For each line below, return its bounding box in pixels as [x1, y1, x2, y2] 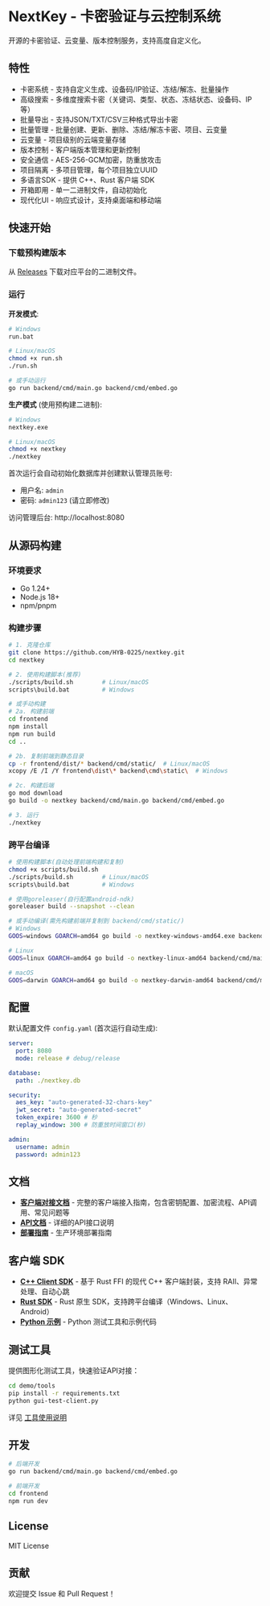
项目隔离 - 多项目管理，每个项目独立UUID [19, 164, 158, 174]
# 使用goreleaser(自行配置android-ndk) [8, 895, 135, 903]
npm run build [8, 730, 56, 738]
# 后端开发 [8, 1460, 40, 1468]
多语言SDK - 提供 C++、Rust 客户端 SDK [19, 175, 155, 185]
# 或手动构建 [8, 700, 46, 708]
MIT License [8, 1541, 50, 1550]
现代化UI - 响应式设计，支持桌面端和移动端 [19, 195, 162, 205]
